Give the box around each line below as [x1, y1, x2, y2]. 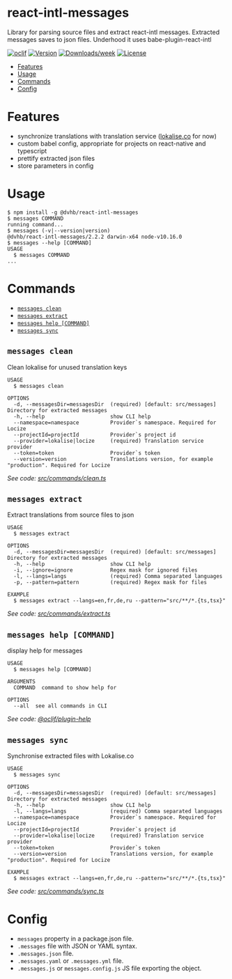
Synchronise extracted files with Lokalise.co [7, 752, 134, 760]
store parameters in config [17, 162, 94, 170]
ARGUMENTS [7, 678, 36, 685]
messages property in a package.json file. [17, 934, 134, 943]
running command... [7, 221, 64, 228]
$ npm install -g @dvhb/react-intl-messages [7, 209, 139, 216]
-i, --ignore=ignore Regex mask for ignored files [13, 567, 198, 574]
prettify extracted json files [17, 154, 95, 162]
